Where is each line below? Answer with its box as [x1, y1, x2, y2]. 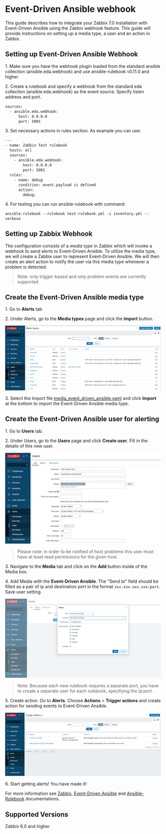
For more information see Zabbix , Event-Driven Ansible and [5, 790, 126, 796]
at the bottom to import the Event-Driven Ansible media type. [5, 400, 129, 406]
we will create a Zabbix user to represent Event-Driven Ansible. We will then [5, 253, 160, 259]
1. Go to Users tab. [5, 428, 43, 434]
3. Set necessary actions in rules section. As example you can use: [5, 127, 141, 133]
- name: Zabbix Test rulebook [5, 143, 68, 148]
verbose [5, 216, 21, 221]
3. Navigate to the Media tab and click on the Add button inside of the [5, 563, 148, 569]
